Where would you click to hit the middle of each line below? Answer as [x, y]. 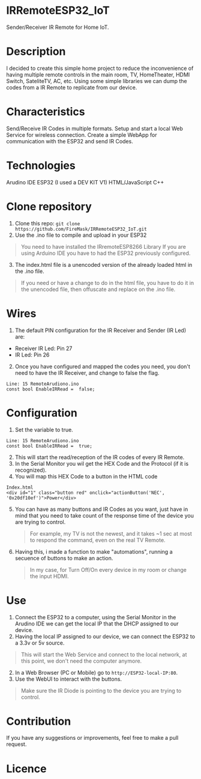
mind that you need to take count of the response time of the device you [104, 515]
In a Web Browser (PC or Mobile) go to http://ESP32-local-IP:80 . [96, 672]
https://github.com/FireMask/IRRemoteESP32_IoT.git [81, 229]
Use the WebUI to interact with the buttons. [68, 679]
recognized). [31, 470]
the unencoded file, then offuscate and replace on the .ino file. [98, 289]
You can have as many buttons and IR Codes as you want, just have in [101, 509]
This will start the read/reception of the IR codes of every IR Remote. [100, 457]
